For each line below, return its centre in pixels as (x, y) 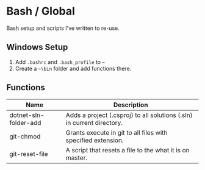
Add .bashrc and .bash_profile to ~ (60, 62)
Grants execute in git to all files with (117, 132)
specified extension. (95, 140)
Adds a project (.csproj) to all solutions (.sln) (129, 115)
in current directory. (94, 122)
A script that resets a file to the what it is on (128, 150)
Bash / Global (41, 11)
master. (77, 158)
